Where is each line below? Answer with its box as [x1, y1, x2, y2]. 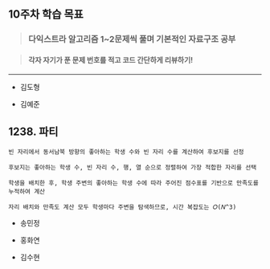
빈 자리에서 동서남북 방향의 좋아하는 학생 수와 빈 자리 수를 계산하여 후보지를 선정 [8, 148, 244, 157]
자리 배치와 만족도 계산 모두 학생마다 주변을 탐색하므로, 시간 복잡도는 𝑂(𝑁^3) [8, 203, 237, 211]
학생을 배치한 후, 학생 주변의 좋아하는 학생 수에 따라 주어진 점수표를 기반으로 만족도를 [8, 179, 259, 187]
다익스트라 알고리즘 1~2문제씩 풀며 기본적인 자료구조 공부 [27, 34, 236, 45]
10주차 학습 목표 [8, 7, 84, 22]
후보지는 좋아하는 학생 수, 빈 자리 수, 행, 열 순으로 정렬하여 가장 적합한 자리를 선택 [8, 164, 257, 172]
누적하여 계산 [8, 188, 46, 196]
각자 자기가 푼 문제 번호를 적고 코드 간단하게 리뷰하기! [27, 55, 194, 64]
